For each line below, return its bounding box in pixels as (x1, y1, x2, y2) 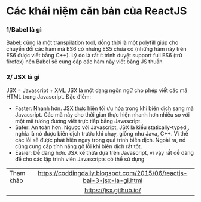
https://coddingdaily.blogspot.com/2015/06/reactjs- (38, 169, 188, 177)
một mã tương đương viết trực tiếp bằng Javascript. (14, 117, 142, 124)
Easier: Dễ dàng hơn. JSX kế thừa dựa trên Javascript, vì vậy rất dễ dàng (14, 149, 194, 156)
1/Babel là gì (6, 26, 42, 34)
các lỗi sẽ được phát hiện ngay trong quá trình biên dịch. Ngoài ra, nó (14, 136, 186, 143)
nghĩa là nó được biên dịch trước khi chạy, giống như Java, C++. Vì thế (14, 130, 188, 137)
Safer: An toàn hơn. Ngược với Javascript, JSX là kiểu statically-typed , (14, 124, 190, 131)
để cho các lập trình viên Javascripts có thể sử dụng (14, 155, 145, 163)
